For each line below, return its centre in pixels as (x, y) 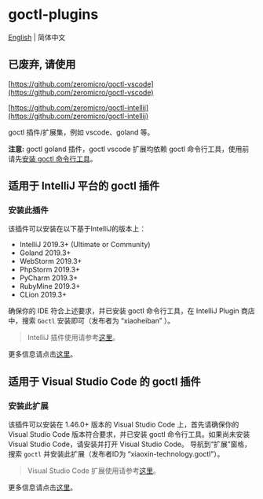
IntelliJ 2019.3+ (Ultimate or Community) (85, 245)
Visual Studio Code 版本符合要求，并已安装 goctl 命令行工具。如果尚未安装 (129, 434)
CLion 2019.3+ (43, 295)
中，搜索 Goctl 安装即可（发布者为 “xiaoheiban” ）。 (91, 321)
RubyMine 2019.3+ (50, 286)
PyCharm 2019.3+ (49, 278)
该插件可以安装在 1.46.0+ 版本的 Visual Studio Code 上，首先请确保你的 (124, 425)
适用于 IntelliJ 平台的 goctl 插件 (84, 186)
